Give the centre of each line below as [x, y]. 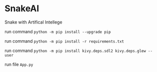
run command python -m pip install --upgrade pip [58, 31]
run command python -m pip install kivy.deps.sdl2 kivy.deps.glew [75, 50]
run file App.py [19, 64]
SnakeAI [22, 9]
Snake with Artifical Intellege [33, 22]
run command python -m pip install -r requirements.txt [64, 41]
